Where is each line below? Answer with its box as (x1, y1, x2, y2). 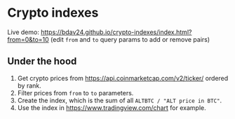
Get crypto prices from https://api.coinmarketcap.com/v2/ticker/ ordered (17, 74, 229, 82)
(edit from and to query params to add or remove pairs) (50, 35, 210, 43)
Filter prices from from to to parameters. (17, 88, 134, 97)
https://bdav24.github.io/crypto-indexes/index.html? (41, 28, 192, 36)
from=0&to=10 (7, 35, 49, 43)
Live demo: (7, 28, 40, 36)
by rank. (17, 81, 42, 90)
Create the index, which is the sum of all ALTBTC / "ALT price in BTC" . (17, 96, 222, 104)
